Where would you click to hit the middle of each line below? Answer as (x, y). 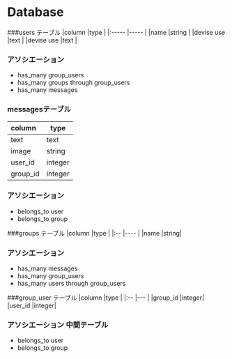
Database (36, 12)
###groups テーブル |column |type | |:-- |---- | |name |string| (95, 233)
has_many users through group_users (71, 284)
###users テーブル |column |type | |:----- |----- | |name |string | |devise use (116, 32)
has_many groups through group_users (74, 83)
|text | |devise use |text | (42, 40)
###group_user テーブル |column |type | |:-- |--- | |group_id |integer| (106, 298)
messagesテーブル (39, 109)
